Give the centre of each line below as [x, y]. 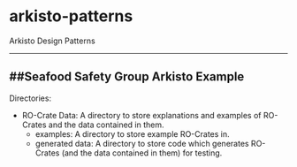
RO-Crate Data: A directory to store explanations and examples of [142, 115]
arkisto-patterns [71, 16]
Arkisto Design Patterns [52, 41]
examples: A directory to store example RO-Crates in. [132, 133]
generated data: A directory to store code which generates [142, 143]
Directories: [30, 98]
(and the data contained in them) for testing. [142, 153]
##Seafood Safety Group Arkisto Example [127, 77]
